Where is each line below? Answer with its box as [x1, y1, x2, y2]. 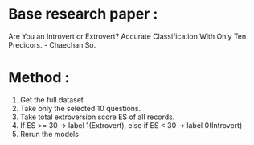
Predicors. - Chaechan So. [8, 39, 96, 49]
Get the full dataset [19, 94, 84, 105]
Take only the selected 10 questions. [19, 103, 141, 113]
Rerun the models [19, 129, 79, 139]
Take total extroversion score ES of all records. [19, 112, 175, 122]
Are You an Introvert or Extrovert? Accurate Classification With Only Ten [8, 31, 247, 41]
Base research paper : [8, 5, 158, 23]
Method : [8, 68, 70, 87]
